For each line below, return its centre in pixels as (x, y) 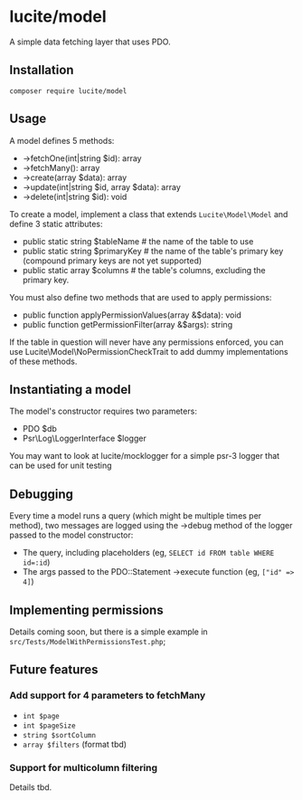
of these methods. (43, 361)
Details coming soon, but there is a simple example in (109, 632)
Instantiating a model (70, 390)
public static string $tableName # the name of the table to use (138, 241)
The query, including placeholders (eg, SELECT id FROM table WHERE (148, 553)
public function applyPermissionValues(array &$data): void (132, 315)
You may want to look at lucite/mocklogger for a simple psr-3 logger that (145, 456)
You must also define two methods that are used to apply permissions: (141, 297)
